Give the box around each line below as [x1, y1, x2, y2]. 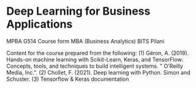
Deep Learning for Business [6, 4, 151, 18]
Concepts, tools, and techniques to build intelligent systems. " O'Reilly [6, 62, 184, 70]
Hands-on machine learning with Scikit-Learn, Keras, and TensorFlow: [6, 56, 184, 63]
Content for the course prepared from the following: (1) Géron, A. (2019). [6, 49, 189, 56]
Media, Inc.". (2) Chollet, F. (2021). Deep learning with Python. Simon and [6, 68, 191, 76]
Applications [6, 17, 73, 31]
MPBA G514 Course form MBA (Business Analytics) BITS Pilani [6, 37, 165, 45]
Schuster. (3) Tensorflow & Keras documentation [6, 75, 129, 82]
